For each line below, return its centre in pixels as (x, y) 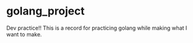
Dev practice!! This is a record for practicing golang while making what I (97, 28)
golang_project (46, 11)
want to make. (24, 34)
